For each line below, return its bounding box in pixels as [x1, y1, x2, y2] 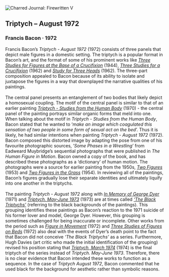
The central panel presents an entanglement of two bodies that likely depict [5, 94, 162, 100]
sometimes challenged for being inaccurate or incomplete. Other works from [5, 217, 164, 224]
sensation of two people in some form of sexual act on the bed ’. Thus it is [5, 126, 158, 133]
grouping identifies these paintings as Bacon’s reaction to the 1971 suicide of [5, 207, 164, 213]
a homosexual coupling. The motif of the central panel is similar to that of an [5, 99, 164, 105]
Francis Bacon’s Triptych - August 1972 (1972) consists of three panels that [5, 46, 161, 52]
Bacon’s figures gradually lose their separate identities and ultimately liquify [5, 175, 162, 181]
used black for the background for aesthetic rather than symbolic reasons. [5, 266, 160, 272]
